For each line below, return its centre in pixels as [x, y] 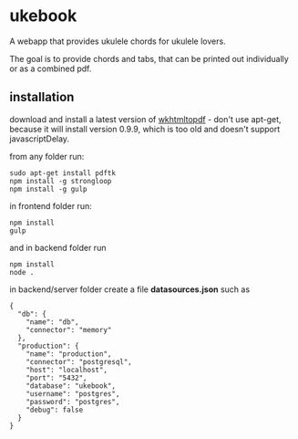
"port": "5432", [57, 378]
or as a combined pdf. [51, 68]
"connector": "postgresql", [79, 361]
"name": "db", [52, 322]
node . [22, 272]
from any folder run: [47, 156]
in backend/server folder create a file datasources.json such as [130, 289]
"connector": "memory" [69, 329]
